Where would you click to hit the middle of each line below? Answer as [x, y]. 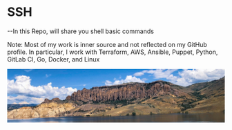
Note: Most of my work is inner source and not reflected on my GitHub [107, 44]
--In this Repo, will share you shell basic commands [80, 31]
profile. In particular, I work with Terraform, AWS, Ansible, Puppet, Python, [113, 52]
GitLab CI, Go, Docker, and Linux [54, 59]
